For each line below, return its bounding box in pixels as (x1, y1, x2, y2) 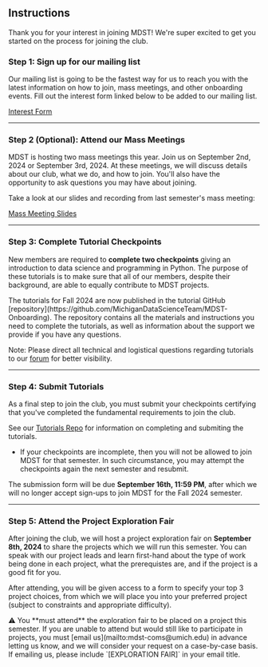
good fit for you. (8, 568, 61, 577)
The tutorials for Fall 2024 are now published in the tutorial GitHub (8, 295, 226, 305)
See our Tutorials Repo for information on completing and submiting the (8, 423, 244, 433)
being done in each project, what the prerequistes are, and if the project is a (8, 559, 258, 569)
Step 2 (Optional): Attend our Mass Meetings (8, 134, 186, 146)
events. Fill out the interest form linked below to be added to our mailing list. (8, 91, 258, 101)
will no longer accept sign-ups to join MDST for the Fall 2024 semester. (8, 488, 243, 497)
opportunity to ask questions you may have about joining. (8, 178, 197, 187)
